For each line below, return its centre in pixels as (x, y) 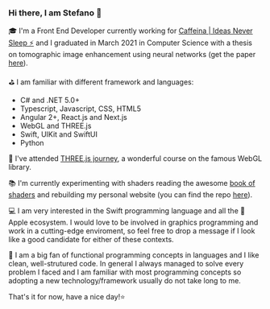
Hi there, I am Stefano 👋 (55, 13)
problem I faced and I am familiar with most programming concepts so (125, 272)
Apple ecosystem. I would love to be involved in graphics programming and (133, 222)
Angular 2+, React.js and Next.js (73, 117)
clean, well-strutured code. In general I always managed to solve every (126, 264)
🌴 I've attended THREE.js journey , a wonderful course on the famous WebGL (135, 159)
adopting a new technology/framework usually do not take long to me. (125, 281)
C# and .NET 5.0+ (50, 101)
